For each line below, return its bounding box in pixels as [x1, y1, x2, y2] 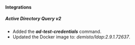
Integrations [5, 4, 32, 10]
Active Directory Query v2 [5, 16, 62, 22]
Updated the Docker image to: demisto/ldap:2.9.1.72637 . [12, 33, 130, 40]
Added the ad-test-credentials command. [12, 28, 102, 34]
